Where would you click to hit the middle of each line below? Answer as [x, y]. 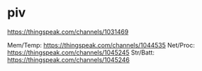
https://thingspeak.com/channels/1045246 [69, 59]
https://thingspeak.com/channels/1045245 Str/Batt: [81, 52]
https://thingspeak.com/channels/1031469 [68, 32]
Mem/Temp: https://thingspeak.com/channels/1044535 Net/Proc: [101, 45]
